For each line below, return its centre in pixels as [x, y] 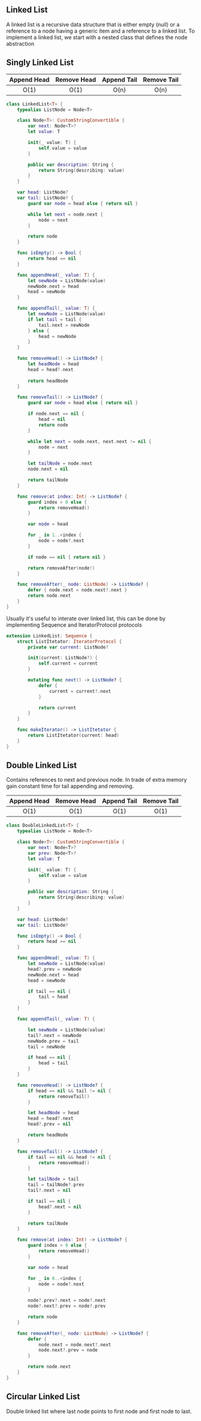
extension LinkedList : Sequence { [49, 636]
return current [57, 707]
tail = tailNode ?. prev [56, 1185]
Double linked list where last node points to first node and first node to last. [99, 1411]
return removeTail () [64, 1096]
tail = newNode [47, 1047]
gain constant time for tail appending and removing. [70, 786]
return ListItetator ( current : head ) [73, 735]
